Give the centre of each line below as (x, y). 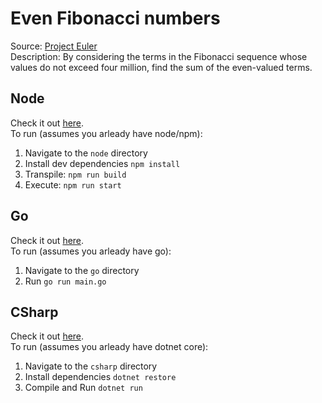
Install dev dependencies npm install (102, 163)
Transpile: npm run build (75, 174)
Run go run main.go (65, 281)
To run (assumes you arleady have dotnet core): (109, 347)
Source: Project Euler (54, 46)
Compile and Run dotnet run (83, 388)
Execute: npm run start (73, 184)
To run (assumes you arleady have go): (91, 251)
